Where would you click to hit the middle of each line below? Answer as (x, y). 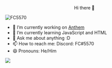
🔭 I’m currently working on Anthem (48, 27)
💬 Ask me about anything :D (41, 38)
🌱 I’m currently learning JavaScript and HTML (60, 32)
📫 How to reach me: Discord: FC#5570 (53, 44)
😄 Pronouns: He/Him (34, 51)
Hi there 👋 (84, 8)
